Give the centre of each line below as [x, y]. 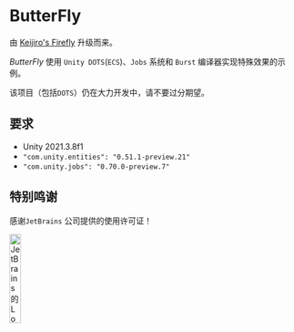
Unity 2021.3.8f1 [53, 146]
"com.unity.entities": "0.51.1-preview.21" [106, 157]
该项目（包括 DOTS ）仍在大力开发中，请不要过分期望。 [109, 92]
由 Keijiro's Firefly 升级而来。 [64, 42]
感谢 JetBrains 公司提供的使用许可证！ [81, 221]
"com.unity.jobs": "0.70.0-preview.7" [96, 166]
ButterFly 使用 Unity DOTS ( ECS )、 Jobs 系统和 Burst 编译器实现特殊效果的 [144, 61]
